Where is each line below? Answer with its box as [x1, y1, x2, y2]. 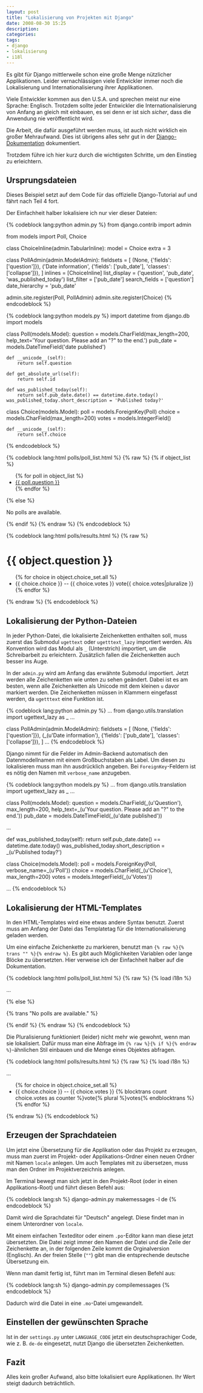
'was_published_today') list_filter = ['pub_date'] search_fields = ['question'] [6, 276, 194, 283]
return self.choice [17, 432, 67, 438]
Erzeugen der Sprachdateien [6, 1130, 117, 1140]
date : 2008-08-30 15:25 [6, 20, 67, 26]
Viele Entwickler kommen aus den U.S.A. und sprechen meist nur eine [6, 95, 181, 103]
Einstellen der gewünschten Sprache [6, 1317, 148, 1327]
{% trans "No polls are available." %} [6, 1010, 98, 1017]
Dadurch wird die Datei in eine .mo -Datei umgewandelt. [6, 1300, 144, 1307]
